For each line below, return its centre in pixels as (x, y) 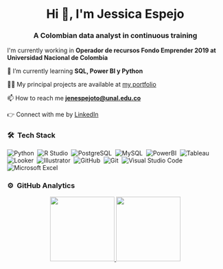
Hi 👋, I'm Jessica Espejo (115, 14)
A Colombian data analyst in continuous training (115, 36)
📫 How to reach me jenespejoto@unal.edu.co (74, 98)
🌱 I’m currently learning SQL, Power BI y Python (75, 71)
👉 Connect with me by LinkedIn (53, 115)
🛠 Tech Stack (32, 136)
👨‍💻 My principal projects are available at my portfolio (82, 85)
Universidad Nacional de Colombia (58, 58)
